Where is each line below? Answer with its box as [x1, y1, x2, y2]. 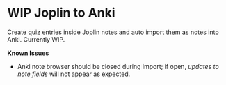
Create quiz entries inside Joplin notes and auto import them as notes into [7, 28, 219, 36]
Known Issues [7, 49, 49, 57]
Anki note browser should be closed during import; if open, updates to [17, 62, 219, 70]
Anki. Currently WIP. [7, 35, 65, 43]
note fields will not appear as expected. [17, 70, 131, 78]
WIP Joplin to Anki [7, 5, 116, 21]
